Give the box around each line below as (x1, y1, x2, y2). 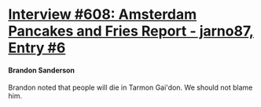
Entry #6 (8, 39, 66, 57)
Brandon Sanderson (8, 65, 75, 75)
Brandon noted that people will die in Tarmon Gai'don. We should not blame (8, 83, 253, 92)
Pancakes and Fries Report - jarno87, (8, 22, 254, 40)
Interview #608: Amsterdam (8, 6, 197, 24)
